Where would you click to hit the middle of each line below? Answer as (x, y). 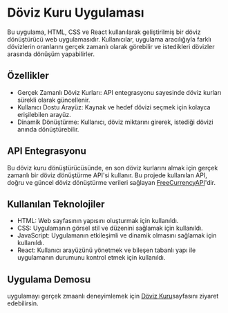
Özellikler (28, 76)
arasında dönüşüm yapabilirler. (51, 54)
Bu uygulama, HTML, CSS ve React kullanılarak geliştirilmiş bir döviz (104, 32)
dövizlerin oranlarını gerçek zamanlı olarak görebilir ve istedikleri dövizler (111, 46)
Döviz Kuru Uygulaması (76, 13)
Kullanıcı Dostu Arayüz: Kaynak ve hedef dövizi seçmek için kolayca (114, 107)
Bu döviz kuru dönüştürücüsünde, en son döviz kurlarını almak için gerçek (113, 168)
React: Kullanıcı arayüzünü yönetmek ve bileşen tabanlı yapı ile (106, 250)
